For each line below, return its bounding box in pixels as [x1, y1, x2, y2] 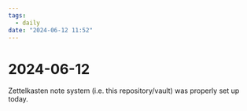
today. [8, 94, 29, 104]
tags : [8, 11, 26, 20]
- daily [15, 19, 41, 27]
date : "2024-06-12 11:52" [8, 26, 93, 34]
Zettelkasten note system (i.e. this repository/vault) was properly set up [8, 86, 240, 95]
